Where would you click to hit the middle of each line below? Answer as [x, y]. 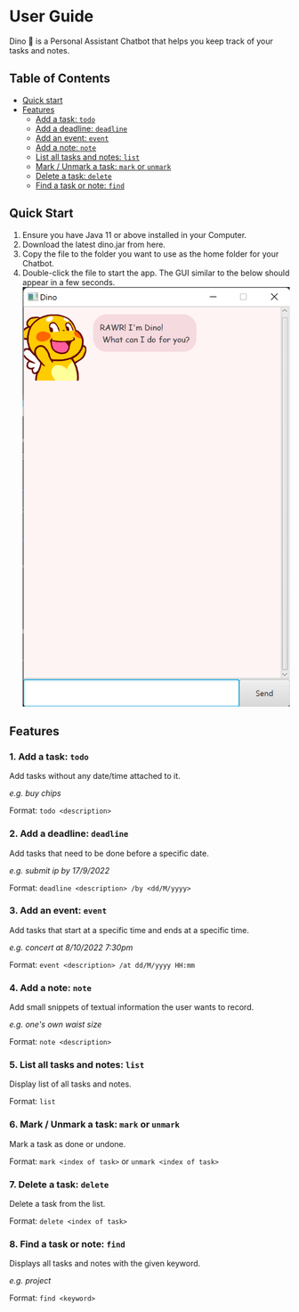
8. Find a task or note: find [68, 1243]
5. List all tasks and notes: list [77, 1065]
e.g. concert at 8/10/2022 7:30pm [71, 947]
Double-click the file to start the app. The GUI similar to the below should [156, 273]
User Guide [52, 16]
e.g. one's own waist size [56, 1025]
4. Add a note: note [50, 988]
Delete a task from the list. [57, 1204]
